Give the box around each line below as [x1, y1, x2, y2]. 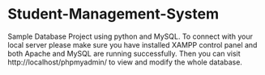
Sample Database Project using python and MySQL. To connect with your [7, 31, 253, 41]
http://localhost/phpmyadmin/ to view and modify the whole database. [7, 57, 242, 67]
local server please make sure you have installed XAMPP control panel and [7, 40, 258, 49]
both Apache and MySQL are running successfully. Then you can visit [7, 48, 241, 58]
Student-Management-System [7, 5, 220, 23]
